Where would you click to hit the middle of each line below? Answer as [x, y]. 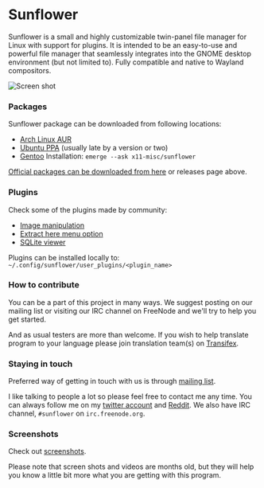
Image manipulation [52, 225]
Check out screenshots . [47, 451]
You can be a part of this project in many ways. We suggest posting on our [130, 302]
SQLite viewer [43, 242]
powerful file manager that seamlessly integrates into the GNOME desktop [130, 53]
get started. [27, 319]
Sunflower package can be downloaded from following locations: [115, 124]
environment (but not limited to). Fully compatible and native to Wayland [126, 62]
